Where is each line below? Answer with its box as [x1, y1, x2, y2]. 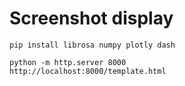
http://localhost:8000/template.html [9, 66, 167, 76]
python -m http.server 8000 [9, 57, 127, 67]
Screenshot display [9, 7, 174, 30]
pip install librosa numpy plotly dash [9, 40, 176, 50]
